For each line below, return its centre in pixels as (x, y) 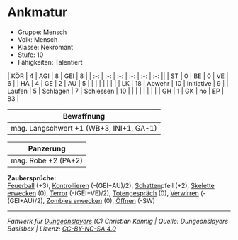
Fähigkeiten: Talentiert (50, 62)
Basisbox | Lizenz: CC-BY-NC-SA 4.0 (62, 229)
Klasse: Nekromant (45, 47)
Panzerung (47, 148)
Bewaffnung (84, 116)
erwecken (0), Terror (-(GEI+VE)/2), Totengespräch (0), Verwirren (103, 193)
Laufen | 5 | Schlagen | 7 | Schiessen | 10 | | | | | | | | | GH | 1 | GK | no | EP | (116, 91)
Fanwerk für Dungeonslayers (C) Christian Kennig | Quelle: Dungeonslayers (118, 221)
